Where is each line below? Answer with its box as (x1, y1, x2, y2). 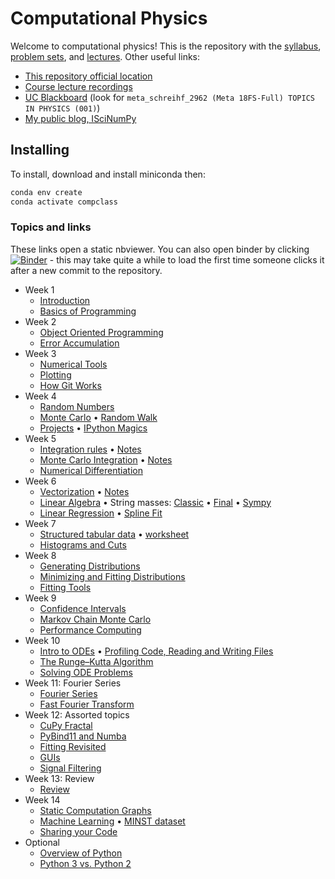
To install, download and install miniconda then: (10, 168, 206, 180)
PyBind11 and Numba (39, 730, 127, 742)
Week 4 (24, 390, 57, 402)
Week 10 (24, 634, 61, 646)
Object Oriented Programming (39, 326, 164, 338)
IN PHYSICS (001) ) (24, 102, 101, 114)
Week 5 (24, 432, 57, 444)
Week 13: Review (24, 772, 95, 784)
